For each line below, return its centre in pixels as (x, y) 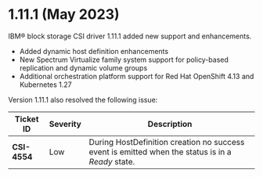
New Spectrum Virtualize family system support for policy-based (124, 60)
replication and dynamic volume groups (83, 67)
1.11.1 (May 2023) (64, 14)
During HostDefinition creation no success (167, 142)
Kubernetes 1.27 (45, 85)
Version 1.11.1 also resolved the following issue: (83, 99)
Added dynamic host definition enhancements (94, 51)
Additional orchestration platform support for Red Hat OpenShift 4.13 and (137, 76)
